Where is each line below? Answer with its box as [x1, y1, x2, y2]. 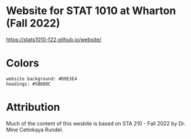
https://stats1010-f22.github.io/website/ [6, 36, 101, 43]
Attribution [6, 101, 60, 114]
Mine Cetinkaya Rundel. [6, 126, 63, 133]
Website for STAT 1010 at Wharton [6, 4, 176, 18]
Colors [6, 57, 39, 70]
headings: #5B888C [6, 81, 51, 87]
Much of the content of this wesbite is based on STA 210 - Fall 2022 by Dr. [6, 120, 186, 127]
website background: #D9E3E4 [6, 76, 77, 82]
